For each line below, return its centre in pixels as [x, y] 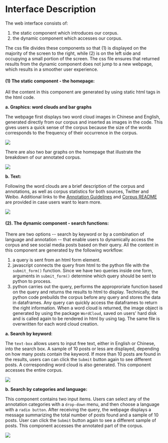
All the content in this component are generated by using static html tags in [83, 92]
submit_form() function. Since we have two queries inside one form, [83, 271]
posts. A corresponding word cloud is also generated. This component [78, 365]
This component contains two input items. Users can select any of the [77, 399]
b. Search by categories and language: [46, 389]
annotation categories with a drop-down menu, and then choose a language [82, 404]
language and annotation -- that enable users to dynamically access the [79, 240]
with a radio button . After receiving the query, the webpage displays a [78, 410]
